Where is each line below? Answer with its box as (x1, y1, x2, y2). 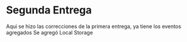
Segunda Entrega (6, 3, 92, 17)
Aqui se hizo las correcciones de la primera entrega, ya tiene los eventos (6, 23, 181, 30)
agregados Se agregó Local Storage (6, 29, 93, 36)
